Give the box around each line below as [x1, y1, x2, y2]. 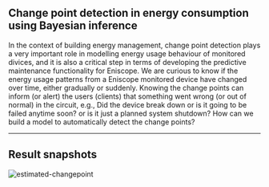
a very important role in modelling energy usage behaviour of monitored [8, 48, 246, 59]
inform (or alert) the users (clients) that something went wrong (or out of [8, 91, 247, 101]
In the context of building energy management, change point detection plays [8, 40, 261, 50]
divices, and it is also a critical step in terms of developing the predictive [8, 57, 247, 67]
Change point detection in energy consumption [8, 6, 250, 20]
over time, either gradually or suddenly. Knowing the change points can [8, 83, 244, 92]
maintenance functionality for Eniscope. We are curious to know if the [8, 66, 239, 75]
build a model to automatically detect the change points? [8, 116, 195, 127]
